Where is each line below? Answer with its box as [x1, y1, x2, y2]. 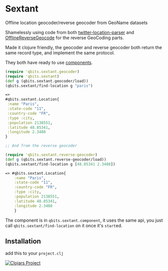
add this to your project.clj [5, 250, 64, 256]
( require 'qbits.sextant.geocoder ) [5, 69, 80, 74]
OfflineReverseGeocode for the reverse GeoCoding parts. [5, 35, 124, 41]
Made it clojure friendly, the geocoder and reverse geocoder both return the [5, 44, 162, 50]
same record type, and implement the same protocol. [5, 50, 115, 56]
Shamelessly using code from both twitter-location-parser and [5, 29, 134, 35]
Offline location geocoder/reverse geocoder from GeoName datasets [5, 20, 148, 26]
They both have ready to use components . [5, 59, 93, 65]
